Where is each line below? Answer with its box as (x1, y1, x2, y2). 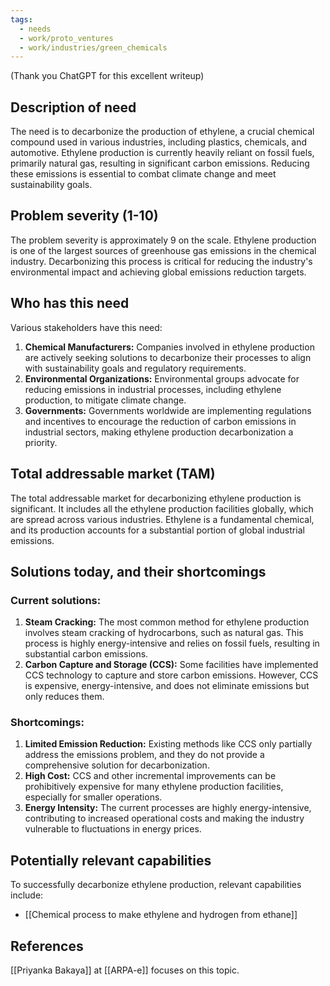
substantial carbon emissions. (24, 648, 149, 660)
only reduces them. (24, 691, 105, 703)
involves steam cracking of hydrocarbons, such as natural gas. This (24, 627, 304, 639)
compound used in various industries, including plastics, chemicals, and (10, 136, 308, 148)
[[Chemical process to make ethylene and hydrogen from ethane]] (24, 909, 298, 921)
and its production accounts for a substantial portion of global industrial (10, 524, 305, 536)
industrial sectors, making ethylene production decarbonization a (24, 426, 294, 438)
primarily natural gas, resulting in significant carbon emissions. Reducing (10, 157, 310, 170)
